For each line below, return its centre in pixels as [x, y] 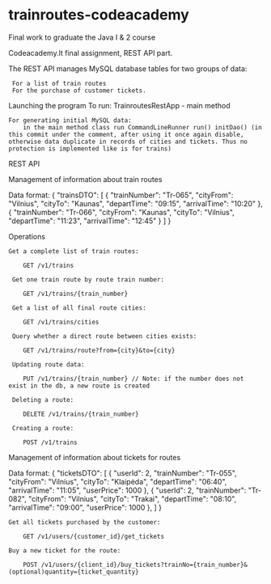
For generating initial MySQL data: [70, 120]
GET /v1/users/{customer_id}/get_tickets [93, 536]
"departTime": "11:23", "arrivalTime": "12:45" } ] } [90, 221]
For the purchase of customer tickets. [79, 91]
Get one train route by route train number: [88, 279]
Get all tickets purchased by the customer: [85, 522]
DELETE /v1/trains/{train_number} [81, 414]
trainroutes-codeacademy [99, 15]
